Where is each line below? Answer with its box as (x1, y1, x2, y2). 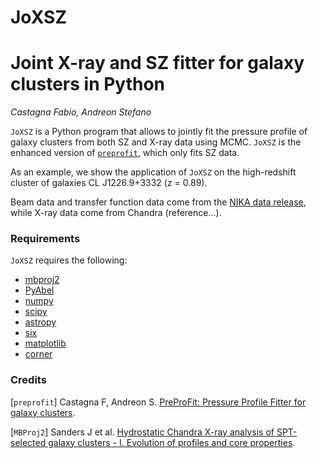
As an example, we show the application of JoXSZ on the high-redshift (10, 166, 297, 178)
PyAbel (24, 284, 55, 296)
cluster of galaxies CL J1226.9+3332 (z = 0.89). (10, 177, 208, 189)
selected (10, 436, 47, 448)
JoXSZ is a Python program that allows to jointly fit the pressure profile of (10, 126, 308, 138)
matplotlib (24, 337, 67, 350)
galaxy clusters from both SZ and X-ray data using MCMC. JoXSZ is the (10, 136, 302, 148)
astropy (24, 316, 57, 328)
